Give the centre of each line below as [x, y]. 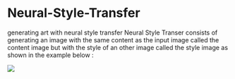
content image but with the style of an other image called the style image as [117, 47]
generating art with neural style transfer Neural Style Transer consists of [113, 32]
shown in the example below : [50, 55]
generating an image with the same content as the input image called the [113, 39]
